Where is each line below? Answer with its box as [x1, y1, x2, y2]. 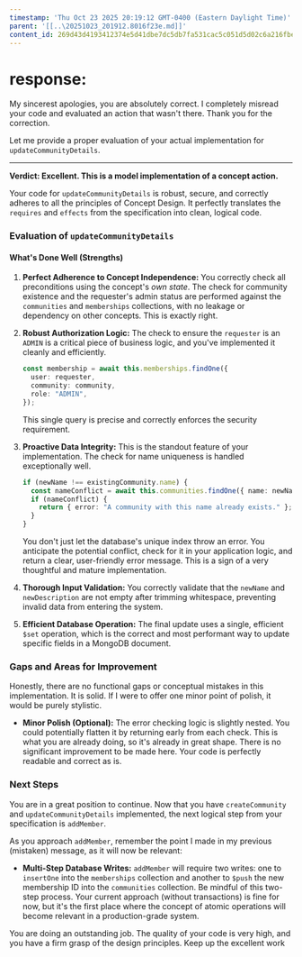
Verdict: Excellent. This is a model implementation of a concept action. [9, 170, 279, 181]
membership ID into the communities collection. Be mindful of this [22, 881, 263, 892]
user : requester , [31, 373, 96, 382]
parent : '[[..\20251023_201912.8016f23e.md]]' [9, 22, 187, 31]
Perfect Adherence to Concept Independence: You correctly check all [22, 272, 286, 283]
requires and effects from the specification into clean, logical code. [9, 207, 262, 218]
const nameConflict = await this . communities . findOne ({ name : [31, 486, 269, 496]
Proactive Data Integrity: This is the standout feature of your [22, 441, 249, 451]
